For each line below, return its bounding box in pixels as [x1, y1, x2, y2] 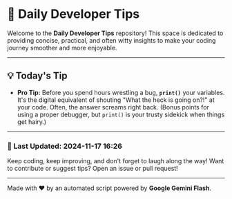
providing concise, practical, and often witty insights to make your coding [7, 36, 216, 44]
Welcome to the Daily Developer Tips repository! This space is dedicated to [7, 29, 224, 37]
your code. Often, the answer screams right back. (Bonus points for [17, 103, 209, 111]
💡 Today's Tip [7, 70, 68, 82]
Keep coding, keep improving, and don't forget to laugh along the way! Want [7, 157, 224, 165]
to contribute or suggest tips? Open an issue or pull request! [7, 165, 178, 173]
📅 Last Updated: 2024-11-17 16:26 [7, 141, 123, 151]
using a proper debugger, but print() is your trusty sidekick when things [17, 110, 225, 118]
